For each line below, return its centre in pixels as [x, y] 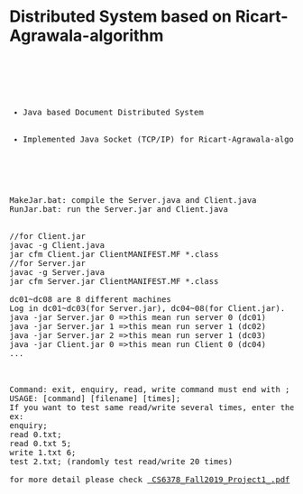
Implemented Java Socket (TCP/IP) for [108, 139]
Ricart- [262, 17]
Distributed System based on [121, 17]
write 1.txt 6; [43, 452]
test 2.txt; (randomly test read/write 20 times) [121, 461]
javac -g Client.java [57, 245]
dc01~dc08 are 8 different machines [90, 299]
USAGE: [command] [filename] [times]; [95, 398]
